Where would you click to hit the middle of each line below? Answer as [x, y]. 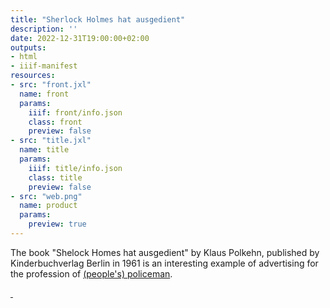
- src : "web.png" [46, 196]
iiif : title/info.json [75, 168]
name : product [48, 206]
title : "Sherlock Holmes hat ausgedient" [98, 19]
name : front [44, 94]
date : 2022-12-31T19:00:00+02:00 [80, 38]
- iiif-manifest [44, 66]
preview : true [57, 224]
